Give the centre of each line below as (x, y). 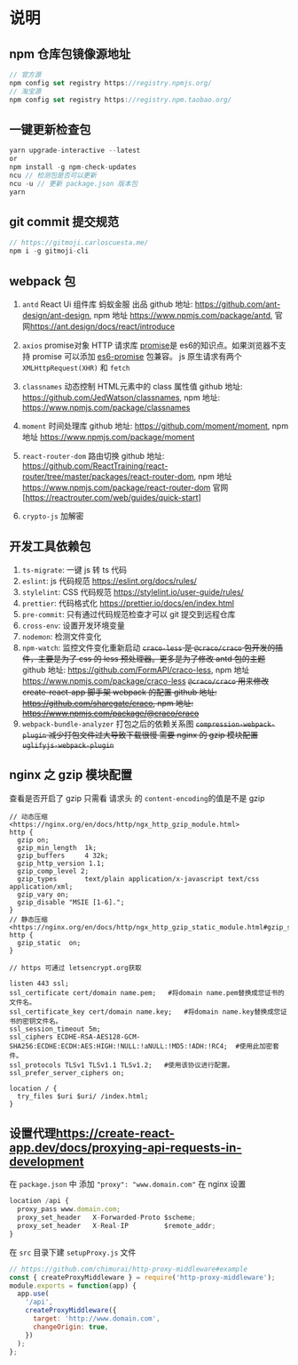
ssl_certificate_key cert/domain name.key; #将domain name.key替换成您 (145, 1012)
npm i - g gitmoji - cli (49, 251)
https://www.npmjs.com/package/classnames (106, 407)
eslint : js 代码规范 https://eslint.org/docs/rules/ (110, 581)
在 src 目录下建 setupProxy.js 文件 (73, 1252)
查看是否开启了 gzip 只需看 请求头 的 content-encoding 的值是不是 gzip (137, 798)
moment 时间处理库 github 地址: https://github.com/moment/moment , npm (155, 426)
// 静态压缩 (29, 919)
